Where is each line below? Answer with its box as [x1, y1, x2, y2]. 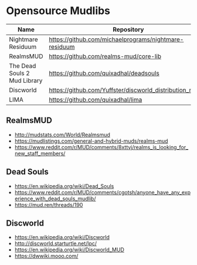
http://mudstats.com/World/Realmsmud [14, 131, 110, 138]
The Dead [9, 62, 36, 70]
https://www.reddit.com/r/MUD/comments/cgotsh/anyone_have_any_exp [14, 189, 191, 196]
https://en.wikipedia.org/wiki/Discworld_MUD [14, 246, 125, 253]
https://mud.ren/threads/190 [14, 201, 83, 208]
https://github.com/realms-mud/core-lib [49, 52, 161, 60]
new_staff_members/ [14, 150, 66, 157]
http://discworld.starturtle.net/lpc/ [14, 240, 97, 247]
